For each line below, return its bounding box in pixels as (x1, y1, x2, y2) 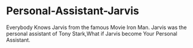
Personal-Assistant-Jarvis (6, 4, 140, 18)
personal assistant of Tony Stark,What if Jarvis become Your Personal (6, 30, 178, 37)
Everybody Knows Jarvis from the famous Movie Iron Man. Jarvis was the (6, 24, 187, 31)
